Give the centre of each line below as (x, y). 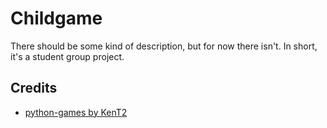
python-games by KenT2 (76, 112)
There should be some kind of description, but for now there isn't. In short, (164, 46)
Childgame (56, 18)
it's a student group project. (67, 56)
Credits (34, 88)
